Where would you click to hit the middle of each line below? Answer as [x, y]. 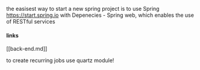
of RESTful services [31, 21]
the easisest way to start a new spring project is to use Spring [83, 9]
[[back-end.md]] [27, 49]
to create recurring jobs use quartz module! [60, 60]
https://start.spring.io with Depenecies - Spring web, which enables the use [100, 15]
